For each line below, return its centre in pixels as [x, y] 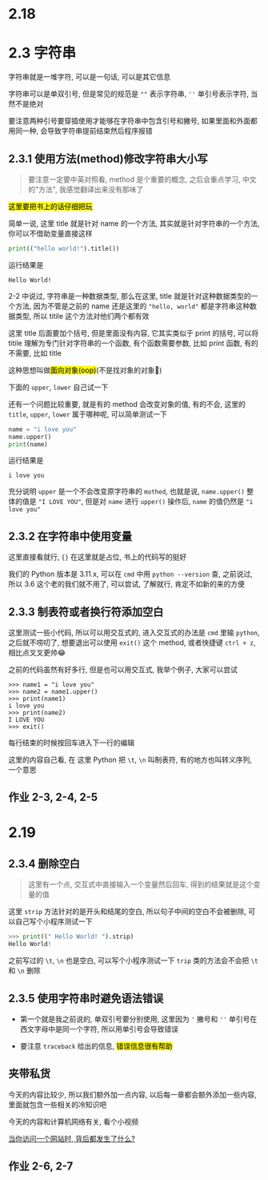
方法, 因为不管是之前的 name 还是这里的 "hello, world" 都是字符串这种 [132, 306]
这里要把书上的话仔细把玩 [50, 206]
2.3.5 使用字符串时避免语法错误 [86, 998]
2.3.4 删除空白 [44, 864]
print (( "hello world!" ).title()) [64, 248]
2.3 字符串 [42, 53]
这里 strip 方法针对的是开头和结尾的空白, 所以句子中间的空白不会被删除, [127, 912]
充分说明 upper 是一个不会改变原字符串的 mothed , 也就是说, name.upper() [127, 491]
